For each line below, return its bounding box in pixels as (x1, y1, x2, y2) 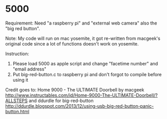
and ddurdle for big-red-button (29, 98, 94, 104)
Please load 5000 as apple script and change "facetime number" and (12, 60, 158, 66)
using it (12, 77, 29, 83)
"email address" (12, 66, 47, 72)
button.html (5, 108, 30, 114)
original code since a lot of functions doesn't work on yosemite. (5, 40, 139, 46)
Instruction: (5, 51, 30, 57)
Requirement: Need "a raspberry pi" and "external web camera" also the (5, 20, 157, 26)
